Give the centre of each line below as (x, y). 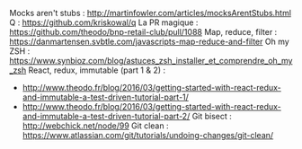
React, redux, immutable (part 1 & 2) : (97, 70)
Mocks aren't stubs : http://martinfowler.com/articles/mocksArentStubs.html (151, 13)
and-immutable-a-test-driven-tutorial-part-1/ (105, 97)
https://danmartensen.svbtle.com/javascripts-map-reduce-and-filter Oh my (149, 41)
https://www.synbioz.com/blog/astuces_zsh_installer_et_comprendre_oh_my (151, 61)
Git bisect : (212, 116)
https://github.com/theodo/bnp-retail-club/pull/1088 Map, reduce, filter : (143, 32)
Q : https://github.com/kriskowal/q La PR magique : (104, 22)
